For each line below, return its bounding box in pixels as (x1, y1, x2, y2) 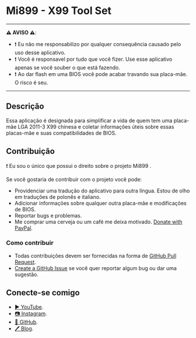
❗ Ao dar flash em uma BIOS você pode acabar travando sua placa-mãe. (14, 70, 188, 77)
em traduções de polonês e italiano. (14, 193, 101, 200)
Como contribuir (6, 239, 54, 247)
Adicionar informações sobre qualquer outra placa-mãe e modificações (14, 199, 187, 206)
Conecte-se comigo (6, 288, 80, 298)
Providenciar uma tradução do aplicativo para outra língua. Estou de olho (14, 187, 190, 194)
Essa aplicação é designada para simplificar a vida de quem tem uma (6, 117, 173, 124)
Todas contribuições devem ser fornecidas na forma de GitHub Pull (14, 252, 177, 259)
